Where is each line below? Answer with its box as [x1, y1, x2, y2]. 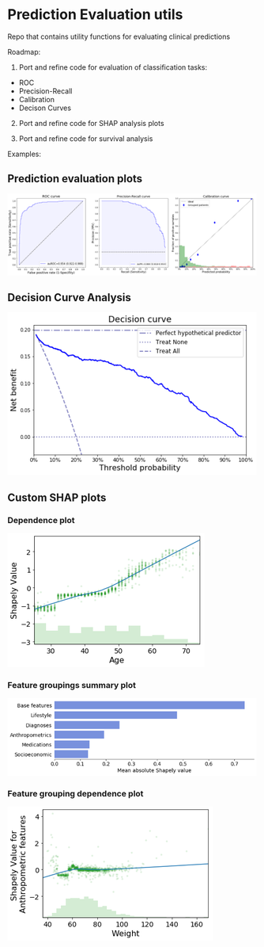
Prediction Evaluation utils [7, 6, 183, 24]
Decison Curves [18, 103, 72, 113]
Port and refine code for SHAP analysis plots [18, 118, 164, 128]
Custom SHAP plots [7, 491, 107, 504]
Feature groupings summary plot [7, 679, 136, 690]
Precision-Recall [18, 86, 73, 96]
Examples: [7, 149, 41, 158]
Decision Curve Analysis [7, 291, 131, 304]
